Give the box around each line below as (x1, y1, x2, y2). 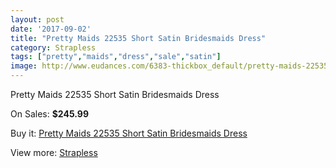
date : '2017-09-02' (10, 24, 92, 34)
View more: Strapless (10, 147, 98, 158)
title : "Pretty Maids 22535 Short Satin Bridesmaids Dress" (10, 33, 267, 43)
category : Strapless (10, 42, 97, 53)
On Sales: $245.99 (10, 108, 89, 120)
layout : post (10, 14, 65, 25)
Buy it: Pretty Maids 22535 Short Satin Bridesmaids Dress (10, 127, 248, 139)
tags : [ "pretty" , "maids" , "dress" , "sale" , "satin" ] (10, 52, 222, 62)
